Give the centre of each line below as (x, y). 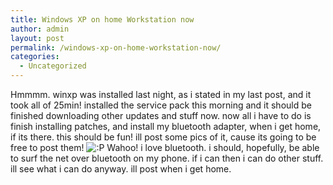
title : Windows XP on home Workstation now (102, 19)
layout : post (37, 38)
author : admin (40, 29)
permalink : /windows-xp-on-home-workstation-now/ (116, 47)
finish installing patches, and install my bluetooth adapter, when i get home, (166, 126)
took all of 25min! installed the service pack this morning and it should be (161, 105)
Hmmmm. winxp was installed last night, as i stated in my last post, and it (161, 94)
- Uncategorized (53, 66)
